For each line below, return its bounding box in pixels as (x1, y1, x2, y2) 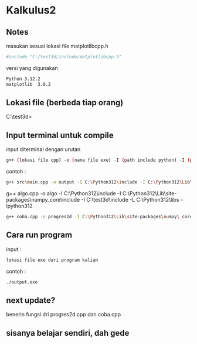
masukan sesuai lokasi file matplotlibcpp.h (6, 42, 108, 49)
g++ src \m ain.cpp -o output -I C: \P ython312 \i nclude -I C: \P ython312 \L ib (6, 179, 191, 185)
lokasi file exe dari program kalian (6, 257, 98, 263)
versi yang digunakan (6, 64, 58, 71)
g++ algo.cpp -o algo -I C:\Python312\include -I (6, 190, 121, 197)
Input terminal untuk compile (6, 130, 114, 140)
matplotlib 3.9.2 (6, 81, 51, 87)
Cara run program (6, 230, 72, 240)
